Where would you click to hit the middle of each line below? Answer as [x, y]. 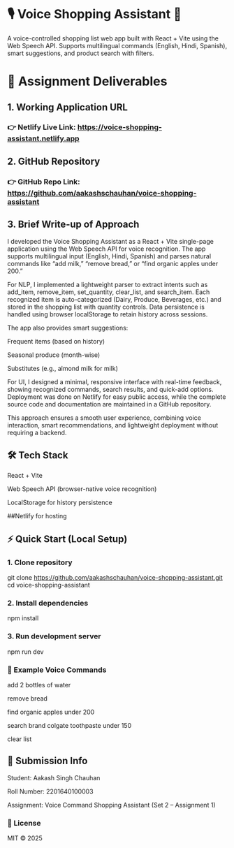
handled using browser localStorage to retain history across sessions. [108, 314]
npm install [23, 618]
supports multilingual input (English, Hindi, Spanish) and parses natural [109, 256]
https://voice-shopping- [119, 127]
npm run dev [25, 652]
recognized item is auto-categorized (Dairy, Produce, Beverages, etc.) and [114, 299]
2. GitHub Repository [54, 161]
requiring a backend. [37, 432]
